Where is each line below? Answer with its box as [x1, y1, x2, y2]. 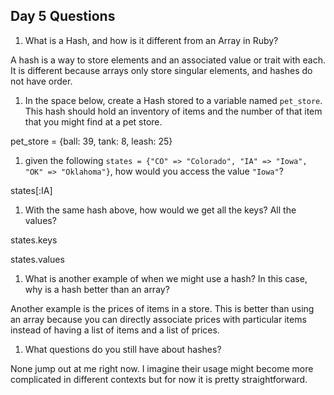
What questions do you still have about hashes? [24, 343, 222, 355]
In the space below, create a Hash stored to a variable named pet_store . [24, 94, 323, 106]
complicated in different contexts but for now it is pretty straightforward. [10, 373, 308, 385]
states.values [10, 253, 65, 265]
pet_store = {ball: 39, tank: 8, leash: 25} [10, 135, 173, 147]
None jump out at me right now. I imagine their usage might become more [10, 362, 314, 374]
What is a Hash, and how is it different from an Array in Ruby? [24, 34, 279, 46]
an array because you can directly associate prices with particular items [10, 313, 307, 325]
